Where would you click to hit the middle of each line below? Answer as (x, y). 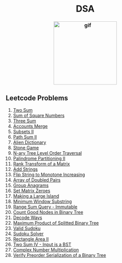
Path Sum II (25, 137)
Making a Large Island (36, 196)
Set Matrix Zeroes (32, 191)
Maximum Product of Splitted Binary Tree (56, 223)
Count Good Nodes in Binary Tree (48, 212)
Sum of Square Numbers (39, 115)
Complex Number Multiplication (46, 250)
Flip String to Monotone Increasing (49, 174)
